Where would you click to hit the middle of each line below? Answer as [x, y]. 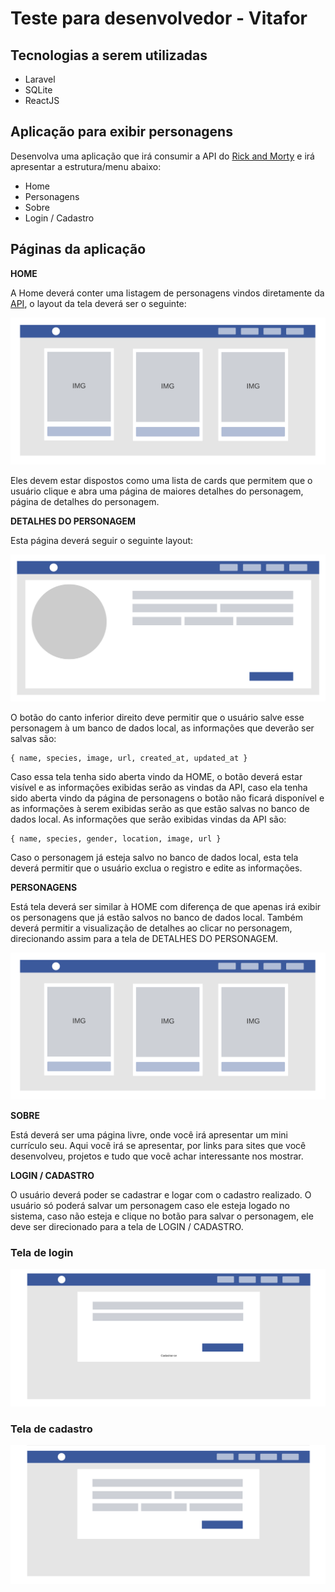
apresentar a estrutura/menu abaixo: [86, 166]
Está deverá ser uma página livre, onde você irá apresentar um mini [149, 1134]
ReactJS [42, 100]
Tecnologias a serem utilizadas [109, 55]
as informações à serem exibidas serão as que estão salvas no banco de [160, 808]
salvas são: [33, 738]
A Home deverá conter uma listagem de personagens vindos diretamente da [167, 293]
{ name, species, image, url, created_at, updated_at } [129, 758]
